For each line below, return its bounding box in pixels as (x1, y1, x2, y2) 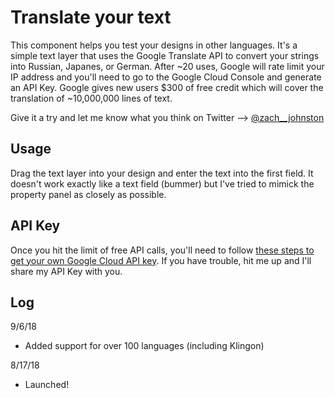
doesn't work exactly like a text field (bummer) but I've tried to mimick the (10, 177, 315, 190)
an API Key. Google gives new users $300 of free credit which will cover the (10, 81, 324, 93)
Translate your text (10, 6, 172, 29)
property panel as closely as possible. (10, 188, 167, 200)
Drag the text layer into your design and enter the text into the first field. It (10, 167, 314, 179)
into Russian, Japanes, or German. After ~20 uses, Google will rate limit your (10, 60, 325, 72)
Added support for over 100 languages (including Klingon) (24, 340, 265, 352)
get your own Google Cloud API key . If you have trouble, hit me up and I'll (10, 254, 312, 266)
